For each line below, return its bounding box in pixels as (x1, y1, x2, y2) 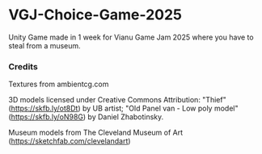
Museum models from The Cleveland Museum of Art (8, 127, 184, 138)
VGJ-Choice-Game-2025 (8, 6, 182, 24)
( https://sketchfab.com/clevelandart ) (8, 136, 131, 146)
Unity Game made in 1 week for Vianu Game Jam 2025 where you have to (8, 32, 254, 42)
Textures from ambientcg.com (8, 79, 109, 89)
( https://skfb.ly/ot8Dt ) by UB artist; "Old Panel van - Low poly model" (8, 103, 239, 114)
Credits (8, 60, 38, 72)
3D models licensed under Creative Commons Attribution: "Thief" (8, 95, 226, 105)
